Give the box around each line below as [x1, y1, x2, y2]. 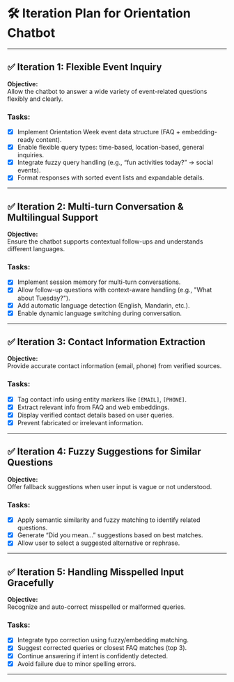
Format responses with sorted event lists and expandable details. [17, 173, 205, 182]
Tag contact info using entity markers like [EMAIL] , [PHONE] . [17, 395, 187, 404]
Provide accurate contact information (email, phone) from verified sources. [7, 362, 222, 370]
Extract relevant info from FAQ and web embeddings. [17, 403, 170, 411]
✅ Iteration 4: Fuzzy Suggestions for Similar [7, 446, 201, 458]
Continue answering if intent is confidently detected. [17, 651, 169, 660]
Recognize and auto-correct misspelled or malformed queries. [7, 603, 186, 611]
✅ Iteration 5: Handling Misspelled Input [7, 566, 185, 578]
